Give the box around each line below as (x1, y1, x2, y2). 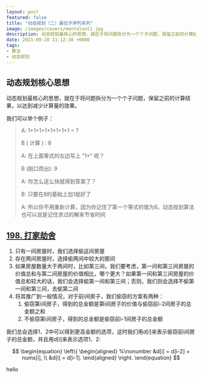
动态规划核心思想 (6, 78, 70, 88)
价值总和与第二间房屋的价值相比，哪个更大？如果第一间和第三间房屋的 (14, 270, 189, 277)
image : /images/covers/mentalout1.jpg (6, 25, 103, 32)
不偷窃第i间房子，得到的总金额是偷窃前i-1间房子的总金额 (23, 315, 164, 323)
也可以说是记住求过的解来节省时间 (20, 211, 106, 218)
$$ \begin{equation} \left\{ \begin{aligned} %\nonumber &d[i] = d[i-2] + (11, 348, 191, 355)
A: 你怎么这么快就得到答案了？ (20, 178, 97, 185)
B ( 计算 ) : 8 (20, 139, 52, 146)
